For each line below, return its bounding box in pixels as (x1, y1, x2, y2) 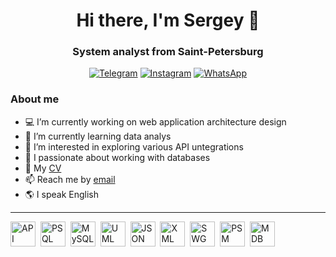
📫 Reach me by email (24, 173, 116, 185)
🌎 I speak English (24, 188, 100, 200)
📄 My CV (24, 162, 62, 174)
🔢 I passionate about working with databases (24, 151, 211, 163)
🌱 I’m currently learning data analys (24, 130, 172, 142)
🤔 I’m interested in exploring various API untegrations (24, 140, 244, 153)
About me (10, 92, 60, 106)
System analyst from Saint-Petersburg (72, 45, 264, 59)
